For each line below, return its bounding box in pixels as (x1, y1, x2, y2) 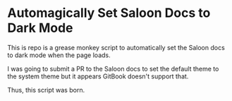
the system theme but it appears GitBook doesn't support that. (7, 72, 189, 81)
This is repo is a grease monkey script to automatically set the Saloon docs (7, 43, 226, 52)
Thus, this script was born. (7, 85, 85, 94)
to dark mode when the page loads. (7, 51, 111, 59)
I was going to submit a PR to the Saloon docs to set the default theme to (7, 64, 219, 73)
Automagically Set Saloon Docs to (7, 5, 211, 21)
